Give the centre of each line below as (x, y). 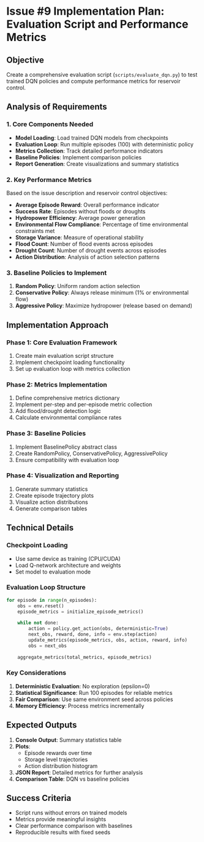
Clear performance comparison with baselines (74, 826)
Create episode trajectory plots (54, 495)
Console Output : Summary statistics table (68, 740)
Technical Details (40, 528)
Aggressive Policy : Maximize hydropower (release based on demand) (104, 306)
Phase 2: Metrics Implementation (57, 384)
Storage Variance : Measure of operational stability (79, 237)
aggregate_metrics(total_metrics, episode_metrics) (85, 657)
